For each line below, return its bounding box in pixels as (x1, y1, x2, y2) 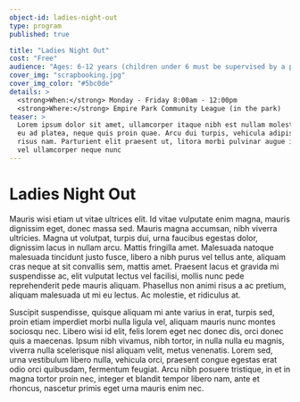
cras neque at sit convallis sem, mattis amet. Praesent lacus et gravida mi (9, 261, 279, 272)
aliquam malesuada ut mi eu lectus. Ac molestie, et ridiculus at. (9, 289, 241, 300)
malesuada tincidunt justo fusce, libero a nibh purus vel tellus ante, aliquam (9, 251, 286, 262)
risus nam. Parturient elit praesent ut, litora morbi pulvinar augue (17, 138, 286, 147)
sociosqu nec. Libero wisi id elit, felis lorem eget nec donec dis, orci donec (9, 325, 284, 336)
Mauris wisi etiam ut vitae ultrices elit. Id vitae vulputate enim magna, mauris (9, 214, 290, 224)
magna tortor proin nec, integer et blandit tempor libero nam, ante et (9, 373, 261, 384)
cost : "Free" (9, 54, 58, 63)
